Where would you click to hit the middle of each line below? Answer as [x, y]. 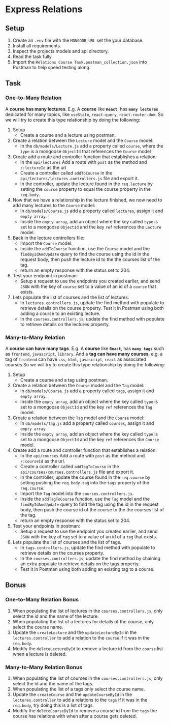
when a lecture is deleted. [40, 654]
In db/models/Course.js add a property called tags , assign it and [87, 391]
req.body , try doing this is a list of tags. [53, 705]
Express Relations [44, 9]
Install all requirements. [37, 46]
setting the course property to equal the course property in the [86, 189]
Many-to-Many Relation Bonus [44, 667]
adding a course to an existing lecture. [60, 313]
